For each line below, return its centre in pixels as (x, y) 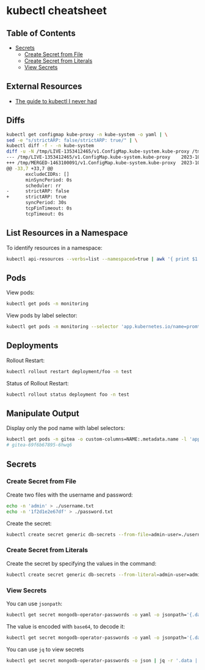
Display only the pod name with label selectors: (66, 428)
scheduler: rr (43, 186)
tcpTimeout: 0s (45, 214)
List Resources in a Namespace (67, 233)
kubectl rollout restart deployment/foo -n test (69, 371)
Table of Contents (41, 33)
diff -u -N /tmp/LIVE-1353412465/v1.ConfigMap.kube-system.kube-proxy (98, 151)
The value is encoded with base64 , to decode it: (66, 626)
